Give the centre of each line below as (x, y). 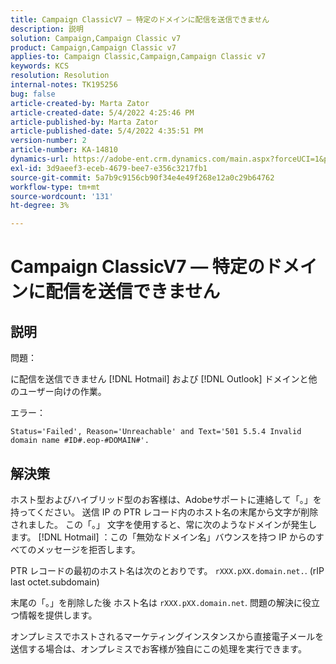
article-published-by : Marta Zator (84, 122)
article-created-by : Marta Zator (80, 103)
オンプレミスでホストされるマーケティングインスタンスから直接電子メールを (167, 636)
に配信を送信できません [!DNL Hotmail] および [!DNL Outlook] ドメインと (159, 379)
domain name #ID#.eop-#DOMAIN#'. (80, 441)
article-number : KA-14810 (64, 150)
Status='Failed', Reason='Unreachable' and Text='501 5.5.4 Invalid (156, 432)
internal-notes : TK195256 (64, 85)
